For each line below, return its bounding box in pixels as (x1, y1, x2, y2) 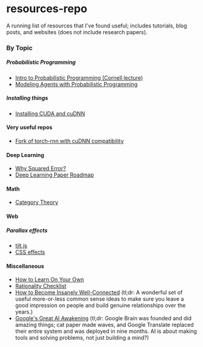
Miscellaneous (6, 262, 44, 270)
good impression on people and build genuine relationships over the (15, 302, 186, 309)
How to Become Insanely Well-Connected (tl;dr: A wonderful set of (15, 289, 183, 296)
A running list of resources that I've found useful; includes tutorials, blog (6, 22, 187, 29)
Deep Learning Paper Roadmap (15, 171, 94, 178)
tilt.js (15, 242, 27, 249)
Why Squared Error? (15, 165, 66, 172)
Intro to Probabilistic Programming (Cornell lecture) (15, 74, 143, 81)
